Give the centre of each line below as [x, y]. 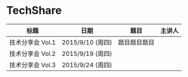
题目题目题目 [136, 42]
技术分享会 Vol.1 [33, 42]
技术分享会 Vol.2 [33, 54]
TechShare [34, 11]
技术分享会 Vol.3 [33, 65]
